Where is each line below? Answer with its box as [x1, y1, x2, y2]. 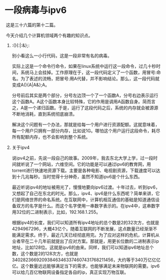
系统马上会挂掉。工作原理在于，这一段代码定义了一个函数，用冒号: [20, 69, 157, 75]
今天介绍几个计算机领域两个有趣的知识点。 [5, 32, 93, 38]
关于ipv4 [11, 144, 30, 150]
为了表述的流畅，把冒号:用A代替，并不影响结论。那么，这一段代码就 [20, 75, 160, 81]
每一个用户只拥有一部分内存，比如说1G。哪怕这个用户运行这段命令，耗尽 [11, 128, 161, 134]
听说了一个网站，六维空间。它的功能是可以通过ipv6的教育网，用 [20, 161, 152, 167]
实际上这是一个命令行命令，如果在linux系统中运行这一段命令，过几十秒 [11, 63, 157, 69]
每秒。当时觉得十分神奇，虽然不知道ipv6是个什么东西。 [29, 173, 143, 179]
